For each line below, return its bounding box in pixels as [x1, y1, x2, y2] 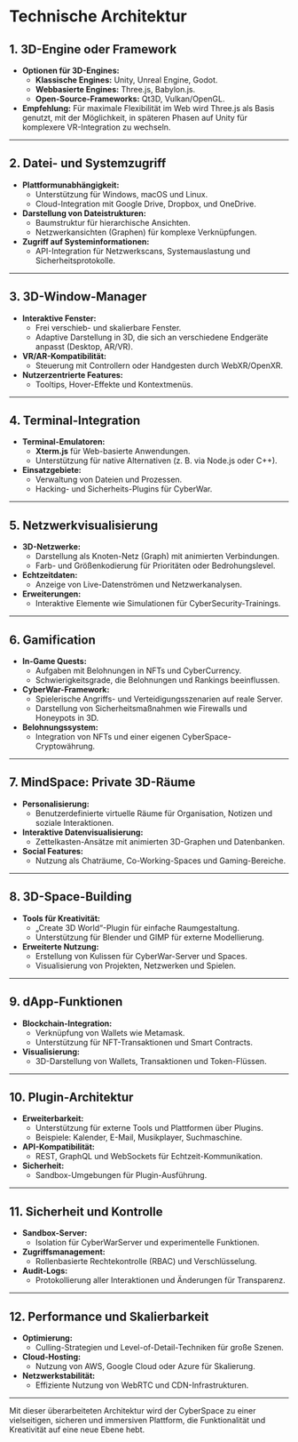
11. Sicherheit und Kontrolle [9, 1204, 163, 1219]
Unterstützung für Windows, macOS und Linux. [35, 188, 208, 199]
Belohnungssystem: [21, 722, 99, 733]
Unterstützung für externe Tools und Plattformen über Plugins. [35, 1123, 264, 1134]
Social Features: [21, 845, 84, 856]
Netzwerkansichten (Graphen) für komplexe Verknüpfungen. [35, 227, 257, 237]
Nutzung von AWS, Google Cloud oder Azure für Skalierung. [35, 1360, 255, 1371]
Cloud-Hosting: [21, 1351, 82, 1362]
